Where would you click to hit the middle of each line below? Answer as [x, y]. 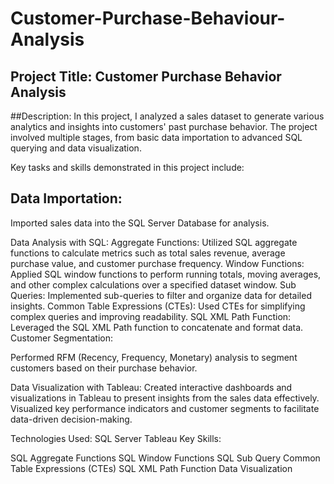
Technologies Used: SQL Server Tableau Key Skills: [116, 438]
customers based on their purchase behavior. [104, 368]
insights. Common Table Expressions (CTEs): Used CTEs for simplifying [158, 306]
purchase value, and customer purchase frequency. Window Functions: [157, 263]
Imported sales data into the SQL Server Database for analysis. [140, 223]
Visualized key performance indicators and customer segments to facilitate [165, 408]
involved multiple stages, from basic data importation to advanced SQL [156, 137]
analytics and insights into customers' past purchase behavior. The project [164, 126]
